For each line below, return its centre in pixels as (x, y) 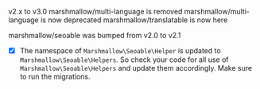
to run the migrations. (55, 77)
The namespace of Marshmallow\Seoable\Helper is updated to (120, 50)
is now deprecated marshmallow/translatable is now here (134, 20)
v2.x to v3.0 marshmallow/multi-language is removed (95, 12)
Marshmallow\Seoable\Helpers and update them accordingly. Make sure (136, 68)
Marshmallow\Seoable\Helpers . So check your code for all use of (124, 60)
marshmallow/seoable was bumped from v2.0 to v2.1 (95, 35)
